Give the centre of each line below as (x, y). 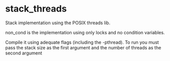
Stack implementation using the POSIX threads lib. (58, 23)
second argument (24, 53)
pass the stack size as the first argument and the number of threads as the (83, 47)
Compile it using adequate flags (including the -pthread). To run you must (82, 42)
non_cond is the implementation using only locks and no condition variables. (85, 32)
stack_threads (36, 9)
